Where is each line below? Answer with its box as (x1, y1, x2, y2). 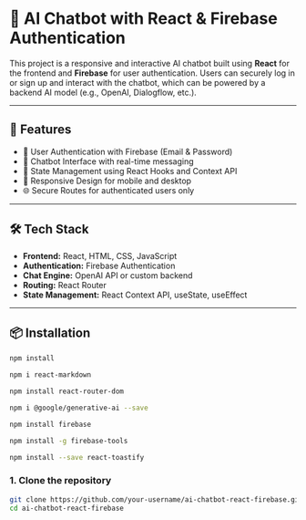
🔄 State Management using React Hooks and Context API (22, 165, 238, 176)
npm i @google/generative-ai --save (9, 403, 148, 412)
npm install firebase (9, 420, 92, 429)
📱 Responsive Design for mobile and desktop (22, 175, 192, 186)
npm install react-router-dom (9, 387, 125, 396)
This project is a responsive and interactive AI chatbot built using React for (9, 57, 290, 68)
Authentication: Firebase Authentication (22, 260, 176, 271)
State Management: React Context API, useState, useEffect (22, 289, 248, 300)
